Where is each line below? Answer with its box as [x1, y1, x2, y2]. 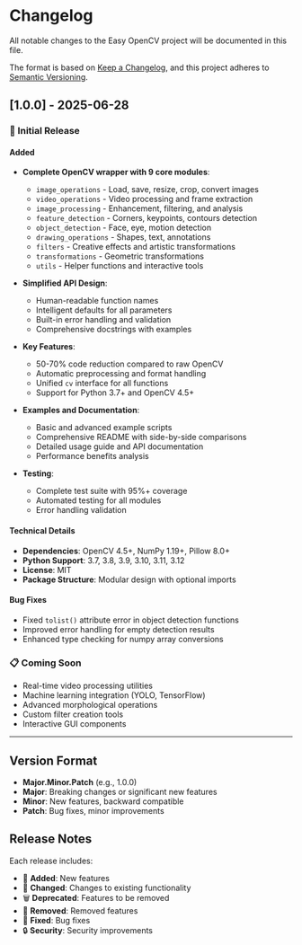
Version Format [9, 753, 98, 768]
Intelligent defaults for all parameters [35, 305, 173, 315]
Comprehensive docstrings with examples [35, 324, 192, 335]
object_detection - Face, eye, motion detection [35, 222, 212, 234]
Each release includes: [9, 855, 93, 866]
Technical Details [9, 525, 75, 536]
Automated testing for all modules [35, 495, 162, 506]
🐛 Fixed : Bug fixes [22, 914, 91, 925]
